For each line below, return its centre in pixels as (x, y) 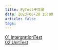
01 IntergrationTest (24, 37)
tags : (10, 23)
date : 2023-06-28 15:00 (29, 14)
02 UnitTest (17, 43)
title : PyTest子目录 (25, 10)
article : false (20, 19)
